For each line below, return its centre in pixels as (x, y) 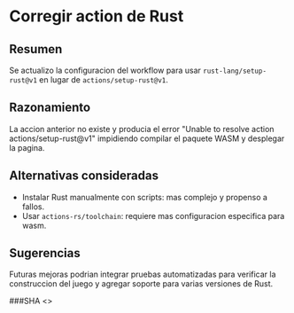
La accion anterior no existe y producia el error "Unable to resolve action (142, 129)
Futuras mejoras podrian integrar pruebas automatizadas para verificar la (143, 274)
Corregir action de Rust (97, 16)
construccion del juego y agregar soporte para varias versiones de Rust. (141, 284)
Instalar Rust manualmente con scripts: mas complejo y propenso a (145, 197)
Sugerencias (45, 253)
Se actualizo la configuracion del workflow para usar (105, 70)
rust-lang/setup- (235, 71)
